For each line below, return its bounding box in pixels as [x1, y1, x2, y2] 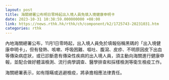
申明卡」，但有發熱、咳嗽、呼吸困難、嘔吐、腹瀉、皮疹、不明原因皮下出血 [9, 46, 162, 52]
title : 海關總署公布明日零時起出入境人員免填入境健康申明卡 [5, 12, 115, 17]
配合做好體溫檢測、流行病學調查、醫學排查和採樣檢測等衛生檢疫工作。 [18, 59, 164, 65]
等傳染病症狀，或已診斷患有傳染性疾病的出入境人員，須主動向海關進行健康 [5, 53, 160, 59]
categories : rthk [5, 26, 42, 31]
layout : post [5, 7, 33, 12]
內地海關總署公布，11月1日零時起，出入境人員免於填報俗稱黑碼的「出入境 [5, 40, 157, 46]
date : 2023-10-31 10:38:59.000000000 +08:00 [5, 16, 100, 21]
